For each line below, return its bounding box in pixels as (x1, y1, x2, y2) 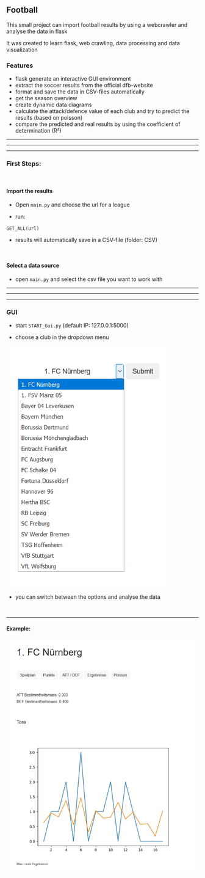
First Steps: (6, 159, 41, 168)
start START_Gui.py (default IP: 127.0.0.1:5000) (15, 322, 129, 329)
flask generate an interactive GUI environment (15, 75, 131, 82)
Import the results (6, 188, 53, 194)
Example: (6, 624, 31, 632)
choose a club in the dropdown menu (15, 334, 109, 341)
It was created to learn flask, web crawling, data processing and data (6, 39, 180, 46)
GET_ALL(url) (6, 225, 40, 232)
